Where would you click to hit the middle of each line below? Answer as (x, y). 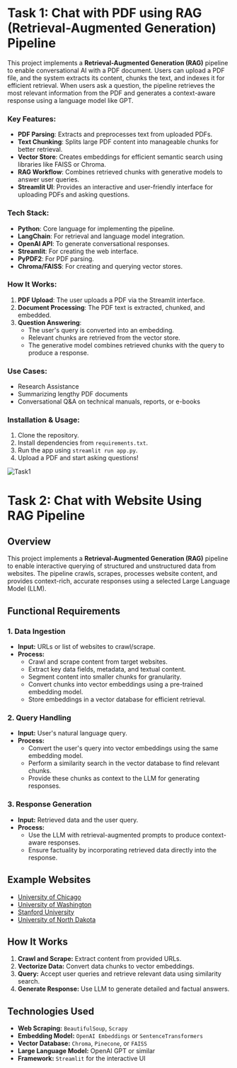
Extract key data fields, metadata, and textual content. (107, 669)
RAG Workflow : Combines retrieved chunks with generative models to (120, 172)
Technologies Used (51, 1011)
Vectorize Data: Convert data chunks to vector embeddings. (106, 967)
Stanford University (46, 912)
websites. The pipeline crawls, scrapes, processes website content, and (112, 574)
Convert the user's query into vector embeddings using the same (123, 748)
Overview (29, 541)
